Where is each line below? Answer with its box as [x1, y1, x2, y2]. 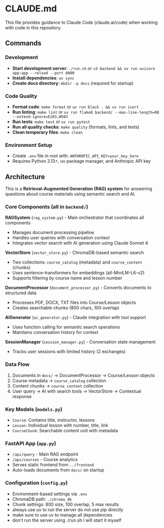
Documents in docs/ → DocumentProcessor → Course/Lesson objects [12, 372, 155, 378]
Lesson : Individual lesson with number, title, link [12, 422, 109, 428]
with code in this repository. [5, 24, 62, 30]
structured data [5, 290, 37, 296]
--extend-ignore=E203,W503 [12, 114, 68, 119]
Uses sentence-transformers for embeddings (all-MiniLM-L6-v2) [12, 270, 145, 276]
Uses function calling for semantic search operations [12, 324, 120, 330]
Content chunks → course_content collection [12, 383, 104, 389]
